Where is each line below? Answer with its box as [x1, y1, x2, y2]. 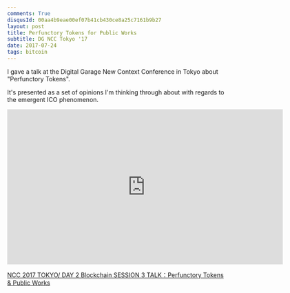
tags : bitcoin [7, 49, 48, 56]
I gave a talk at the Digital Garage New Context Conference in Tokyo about [7, 67, 218, 76]
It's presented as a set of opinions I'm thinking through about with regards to [7, 88, 225, 97]
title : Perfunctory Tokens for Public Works [7, 29, 137, 37]
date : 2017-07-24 [7, 42, 57, 49]
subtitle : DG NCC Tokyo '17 [7, 36, 88, 43]
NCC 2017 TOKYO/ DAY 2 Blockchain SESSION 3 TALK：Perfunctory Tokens [7, 270, 224, 279]
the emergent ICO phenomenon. [7, 95, 99, 103]
